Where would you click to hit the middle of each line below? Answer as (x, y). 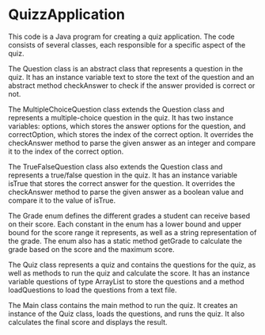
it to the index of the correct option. (66, 151)
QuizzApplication (66, 15)
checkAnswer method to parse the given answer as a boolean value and (126, 192)
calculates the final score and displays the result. (88, 322)
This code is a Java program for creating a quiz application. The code (121, 36)
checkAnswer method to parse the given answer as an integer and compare (132, 143)
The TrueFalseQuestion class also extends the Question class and (115, 166)
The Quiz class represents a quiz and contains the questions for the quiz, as (132, 265)
